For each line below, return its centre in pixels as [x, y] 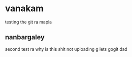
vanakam [24, 9]
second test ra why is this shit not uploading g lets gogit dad [66, 49]
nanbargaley [25, 37]
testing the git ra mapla [29, 22]
